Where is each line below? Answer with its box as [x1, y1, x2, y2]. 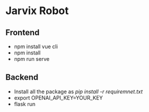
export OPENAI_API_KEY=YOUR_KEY [13, 94, 103, 101]
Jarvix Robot [5, 4, 69, 18]
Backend [5, 72, 39, 83]
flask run [13, 100, 36, 107]
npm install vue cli [13, 43, 58, 50]
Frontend [5, 28, 40, 38]
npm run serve [13, 56, 50, 62]
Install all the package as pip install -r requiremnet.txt [13, 88, 143, 95]
